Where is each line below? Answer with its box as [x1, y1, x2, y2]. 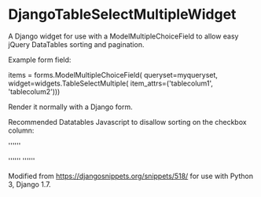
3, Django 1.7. [8, 179, 51, 189]
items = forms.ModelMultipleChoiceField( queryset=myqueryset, [8, 70, 219, 79]
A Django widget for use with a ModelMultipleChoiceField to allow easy [8, 31, 239, 41]
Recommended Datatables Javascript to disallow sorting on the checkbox [8, 117, 247, 126]
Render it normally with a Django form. [8, 102, 133, 111]
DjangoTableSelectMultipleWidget [8, 5, 237, 24]
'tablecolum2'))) [8, 86, 61, 96]
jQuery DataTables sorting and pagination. [8, 39, 145, 49]
